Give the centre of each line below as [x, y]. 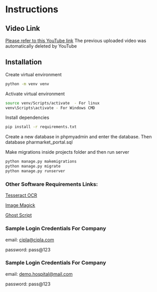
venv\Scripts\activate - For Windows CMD [50, 108]
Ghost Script [18, 215]
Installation [24, 62]
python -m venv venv [27, 84]
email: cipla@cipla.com [30, 240]
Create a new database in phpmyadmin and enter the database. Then [79, 137]
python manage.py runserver [35, 171]
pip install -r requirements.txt [41, 127]
